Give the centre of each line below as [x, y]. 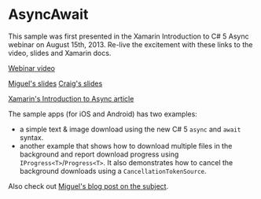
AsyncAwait [48, 15]
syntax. [31, 137]
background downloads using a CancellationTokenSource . [113, 171]
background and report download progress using [99, 154]
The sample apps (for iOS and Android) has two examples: [103, 114]
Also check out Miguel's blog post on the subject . [88, 186]
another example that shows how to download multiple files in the [126, 146]
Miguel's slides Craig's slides [55, 83]
